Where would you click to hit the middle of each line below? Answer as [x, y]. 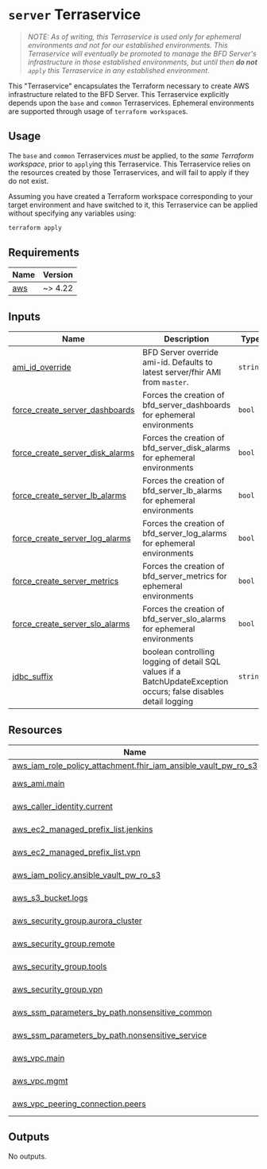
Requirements [44, 253]
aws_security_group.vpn [58, 990]
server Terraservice [75, 15]
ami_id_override [42, 368]
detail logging [168, 702]
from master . [166, 382]
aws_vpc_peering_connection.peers [79, 1104]
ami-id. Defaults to [178, 362]
